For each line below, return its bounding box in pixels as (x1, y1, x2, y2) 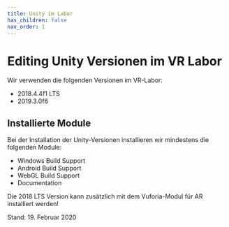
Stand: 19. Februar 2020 (7, 213, 77, 221)
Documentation (17, 179, 62, 187)
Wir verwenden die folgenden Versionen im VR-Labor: (7, 76, 163, 84)
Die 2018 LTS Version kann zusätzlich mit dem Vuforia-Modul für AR (7, 192, 204, 201)
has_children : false (7, 17, 68, 24)
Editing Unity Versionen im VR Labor (7, 53, 222, 69)
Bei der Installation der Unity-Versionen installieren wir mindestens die (7, 136, 209, 144)
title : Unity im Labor (7, 10, 73, 17)
